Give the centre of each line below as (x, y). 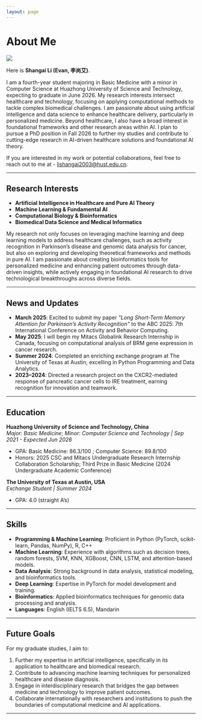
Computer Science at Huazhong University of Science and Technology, (94, 88)
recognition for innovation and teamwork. (66, 388)
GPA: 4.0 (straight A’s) (42, 500)
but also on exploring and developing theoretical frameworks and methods (99, 253)
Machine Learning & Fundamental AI (61, 209)
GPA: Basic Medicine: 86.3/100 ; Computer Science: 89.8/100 (91, 451)
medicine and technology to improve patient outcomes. (83, 692)
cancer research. (36, 350)
